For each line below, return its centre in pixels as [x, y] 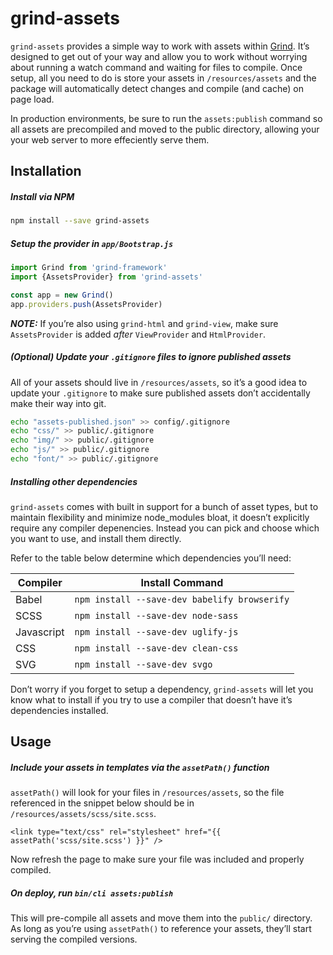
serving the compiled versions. [74, 939]
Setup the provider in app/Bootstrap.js [92, 243]
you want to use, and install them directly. [96, 538]
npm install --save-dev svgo [143, 664]
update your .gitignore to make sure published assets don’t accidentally [160, 393]
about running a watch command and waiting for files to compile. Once [156, 67]
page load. [32, 99]
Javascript [40, 632]
